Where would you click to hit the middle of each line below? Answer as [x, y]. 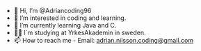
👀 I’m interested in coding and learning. [70, 18]
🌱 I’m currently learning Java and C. [65, 25]
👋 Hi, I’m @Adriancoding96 [53, 11]
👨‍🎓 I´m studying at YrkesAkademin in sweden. [80, 32]
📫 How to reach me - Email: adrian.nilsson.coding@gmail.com [103, 40]
